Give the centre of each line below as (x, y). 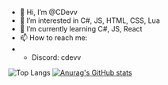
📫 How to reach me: (53, 38)
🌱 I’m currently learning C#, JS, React (81, 29)
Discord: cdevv (56, 57)
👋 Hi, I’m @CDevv (48, 12)
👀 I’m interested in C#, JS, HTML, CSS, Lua (90, 20)
